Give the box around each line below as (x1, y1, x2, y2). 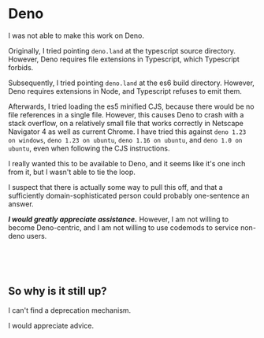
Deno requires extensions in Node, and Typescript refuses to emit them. (8, 86, 243, 95)
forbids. (8, 62, 34, 72)
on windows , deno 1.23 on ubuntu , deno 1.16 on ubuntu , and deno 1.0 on (8, 135, 243, 144)
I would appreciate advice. (8, 321, 95, 330)
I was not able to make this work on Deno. (8, 31, 144, 40)
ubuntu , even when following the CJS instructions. (8, 143, 170, 153)
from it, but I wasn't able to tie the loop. (8, 167, 136, 176)
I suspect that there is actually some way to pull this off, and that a (8, 182, 223, 191)
